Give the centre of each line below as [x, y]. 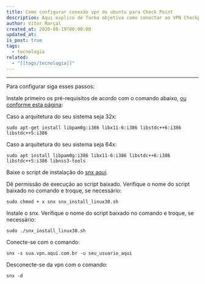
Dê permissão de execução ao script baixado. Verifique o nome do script [98, 184]
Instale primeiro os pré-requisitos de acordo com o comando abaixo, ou [96, 98]
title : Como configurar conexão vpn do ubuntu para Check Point [90, 12]
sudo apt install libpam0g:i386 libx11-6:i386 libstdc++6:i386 [88, 155]
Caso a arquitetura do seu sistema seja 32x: [62, 116]
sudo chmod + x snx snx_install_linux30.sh [63, 202]
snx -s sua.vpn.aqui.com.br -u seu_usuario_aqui [69, 253]
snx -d [15, 275]
